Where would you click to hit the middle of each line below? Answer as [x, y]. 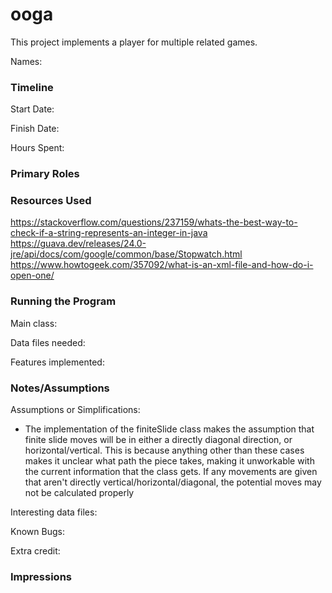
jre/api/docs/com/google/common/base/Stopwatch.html [126, 254]
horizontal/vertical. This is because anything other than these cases [164, 450]
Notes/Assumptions [60, 388]
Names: [26, 61]
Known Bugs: [37, 532]
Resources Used [51, 201]
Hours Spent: [37, 148]
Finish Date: [35, 129]
